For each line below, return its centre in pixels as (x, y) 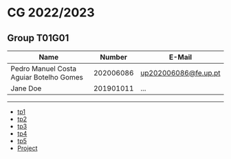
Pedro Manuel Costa (44, 69)
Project (27, 148)
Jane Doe (26, 88)
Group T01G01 (38, 38)
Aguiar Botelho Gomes (47, 77)
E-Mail (180, 57)
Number (113, 57)
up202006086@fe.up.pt (180, 73)
